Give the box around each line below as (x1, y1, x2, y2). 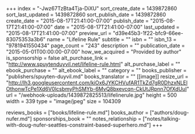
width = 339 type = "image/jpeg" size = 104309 (6, 98, 121, 104)
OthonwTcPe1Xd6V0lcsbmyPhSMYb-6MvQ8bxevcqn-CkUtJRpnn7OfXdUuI (6, 86, 187, 92)
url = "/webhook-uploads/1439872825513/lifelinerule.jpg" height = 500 (6, 91, 177, 98)
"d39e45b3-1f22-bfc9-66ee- (113, 30, 184, 37)
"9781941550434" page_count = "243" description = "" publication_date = (6, 42, 185, 49)
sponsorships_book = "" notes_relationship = (33, 115, 142, 122)
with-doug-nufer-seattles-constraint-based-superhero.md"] (6, 122, 151, 128)
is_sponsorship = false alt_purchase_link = (6, 55, 108, 61)
